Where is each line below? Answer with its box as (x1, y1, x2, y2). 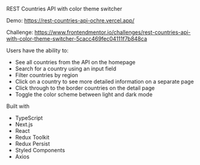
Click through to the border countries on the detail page (15, 84, 155, 92)
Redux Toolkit (15, 133, 50, 141)
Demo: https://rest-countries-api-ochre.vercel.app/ (6, 17, 135, 24)
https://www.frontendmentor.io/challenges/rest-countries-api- (34, 29, 191, 36)
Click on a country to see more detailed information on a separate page (15, 78, 195, 85)
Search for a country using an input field (15, 65, 117, 72)
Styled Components (15, 147, 66, 153)
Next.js (15, 121, 33, 128)
